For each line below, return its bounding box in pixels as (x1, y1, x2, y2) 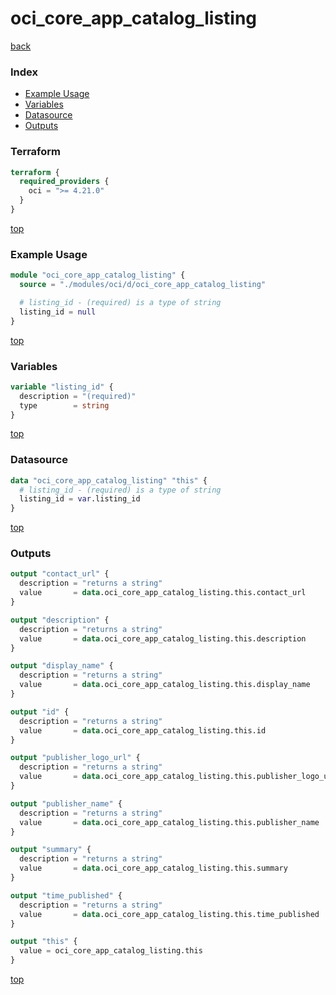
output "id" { (10, 707, 70, 717)
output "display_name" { (10, 661, 114, 671)
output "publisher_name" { (10, 798, 123, 809)
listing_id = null (19, 307, 97, 317)
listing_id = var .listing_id (19, 494, 141, 504)
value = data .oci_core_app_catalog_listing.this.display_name (19, 680, 311, 690)
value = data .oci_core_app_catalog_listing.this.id (19, 725, 267, 736)
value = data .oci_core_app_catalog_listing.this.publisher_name (19, 817, 320, 827)
